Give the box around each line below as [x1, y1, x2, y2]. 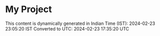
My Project [5, 4, 52, 15]
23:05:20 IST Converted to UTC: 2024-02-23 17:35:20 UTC [5, 25, 129, 31]
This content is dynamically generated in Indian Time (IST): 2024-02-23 [5, 20, 155, 26]
